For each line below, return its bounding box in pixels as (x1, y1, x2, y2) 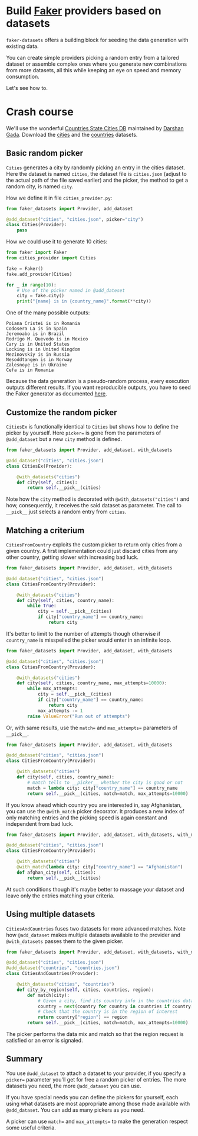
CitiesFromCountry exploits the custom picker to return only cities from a (6, 541, 183, 548)
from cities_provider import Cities (6, 255, 96, 261)
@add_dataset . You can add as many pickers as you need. (6, 1106, 145, 1114)
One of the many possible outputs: (6, 309, 90, 316)
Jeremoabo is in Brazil (6, 331, 65, 337)
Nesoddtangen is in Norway (6, 357, 72, 363)
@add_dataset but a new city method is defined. (6, 436, 123, 442)
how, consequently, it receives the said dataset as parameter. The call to (6, 502, 181, 509)
